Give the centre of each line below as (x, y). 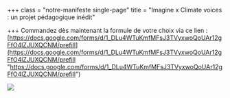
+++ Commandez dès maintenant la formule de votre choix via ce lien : (107, 30)
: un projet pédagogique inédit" (51, 17)
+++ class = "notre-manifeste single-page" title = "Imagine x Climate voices (115, 10)
